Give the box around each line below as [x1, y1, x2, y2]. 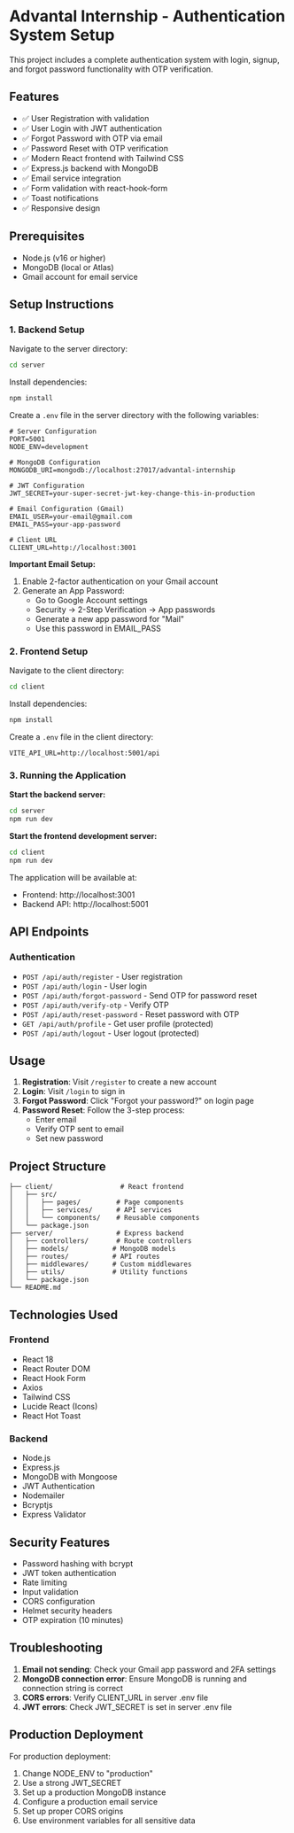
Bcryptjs [21, 1500, 53, 1511]
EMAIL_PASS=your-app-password [9, 520, 121, 529]
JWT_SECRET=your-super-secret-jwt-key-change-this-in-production [9, 489, 255, 498]
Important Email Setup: [9, 559, 96, 569]
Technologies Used [9, 1307, 118, 1322]
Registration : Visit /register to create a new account [21, 1076, 217, 1087]
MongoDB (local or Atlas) [21, 261, 114, 272]
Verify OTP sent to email [35, 1123, 124, 1135]
